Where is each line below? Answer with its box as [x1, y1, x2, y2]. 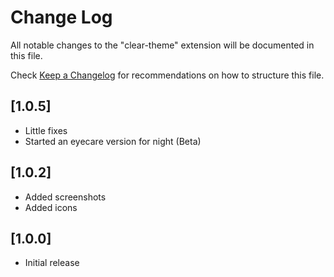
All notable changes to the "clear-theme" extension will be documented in [10, 39, 315, 51]
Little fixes [24, 124, 68, 136]
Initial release [24, 257, 80, 269]
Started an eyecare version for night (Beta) [24, 135, 202, 147]
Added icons [24, 201, 78, 213]
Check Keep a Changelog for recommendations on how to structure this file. [10, 69, 325, 81]
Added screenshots [24, 191, 107, 203]
